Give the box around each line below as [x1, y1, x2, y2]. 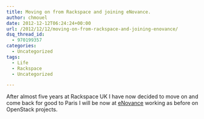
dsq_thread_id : [6, 32, 45, 38]
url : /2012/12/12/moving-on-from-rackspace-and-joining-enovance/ [6, 25, 178, 32]
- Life [12, 59, 29, 66]
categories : [6, 43, 37, 49]
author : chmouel [6, 15, 47, 21]
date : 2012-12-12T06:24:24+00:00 [6, 20, 91, 26]
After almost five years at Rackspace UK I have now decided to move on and [6, 93, 199, 100]
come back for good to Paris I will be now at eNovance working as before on [6, 100, 199, 107]
